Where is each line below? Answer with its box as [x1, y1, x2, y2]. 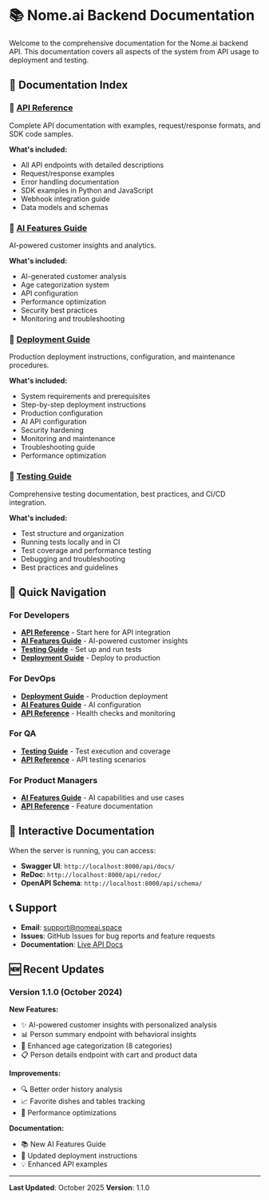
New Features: [9, 1004, 59, 1015]
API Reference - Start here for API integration [20, 628, 171, 638]
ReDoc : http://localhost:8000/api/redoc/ [20, 869, 162, 879]
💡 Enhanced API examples [20, 1159, 108, 1169]
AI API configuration [20, 417, 87, 427]
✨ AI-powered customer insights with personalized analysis [20, 1020, 218, 1030]
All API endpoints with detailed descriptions [20, 160, 164, 169]
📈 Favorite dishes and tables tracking [20, 1096, 146, 1107]
